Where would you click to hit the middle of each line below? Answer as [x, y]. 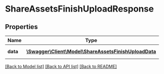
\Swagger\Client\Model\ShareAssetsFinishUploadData [91, 52]
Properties [21, 27]
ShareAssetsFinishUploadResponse [80, 9]
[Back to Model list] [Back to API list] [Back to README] [61, 67]
